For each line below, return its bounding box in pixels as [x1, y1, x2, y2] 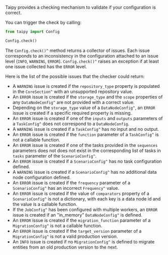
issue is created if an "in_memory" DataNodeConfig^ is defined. [12, 212, 143, 218]
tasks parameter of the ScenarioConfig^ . [12, 152, 97, 159]
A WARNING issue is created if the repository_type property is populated [12, 83, 160, 89]
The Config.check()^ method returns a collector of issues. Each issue [5, 47, 150, 54]
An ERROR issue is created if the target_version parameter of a [12, 228, 142, 234]
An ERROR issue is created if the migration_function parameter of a [12, 217, 151, 223]
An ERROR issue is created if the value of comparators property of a [12, 190, 150, 196]
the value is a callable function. [12, 201, 77, 207]
